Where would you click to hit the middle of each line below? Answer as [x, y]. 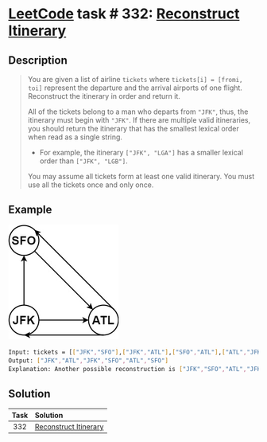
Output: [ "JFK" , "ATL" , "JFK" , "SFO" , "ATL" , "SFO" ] [89, 360]
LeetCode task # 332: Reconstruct [124, 14]
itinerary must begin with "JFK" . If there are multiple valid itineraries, [139, 120]
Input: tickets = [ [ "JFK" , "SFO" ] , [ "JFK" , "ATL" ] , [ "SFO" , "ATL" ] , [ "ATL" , [128, 352]
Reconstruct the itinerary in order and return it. [104, 96]
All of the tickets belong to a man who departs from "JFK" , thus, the [138, 111]
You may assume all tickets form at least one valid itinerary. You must [141, 176]
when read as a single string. [75, 137]
